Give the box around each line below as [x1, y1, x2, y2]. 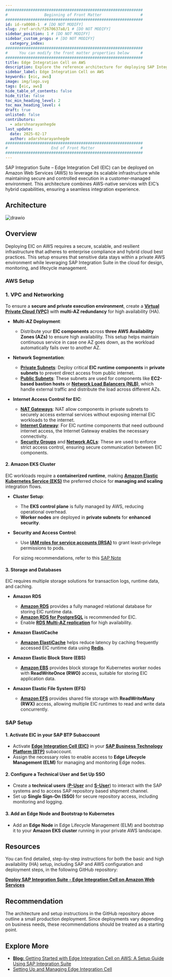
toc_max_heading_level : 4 [5, 103, 60, 108]
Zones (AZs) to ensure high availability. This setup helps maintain [20, 333, 159, 339]
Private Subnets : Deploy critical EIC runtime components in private [20, 364, 165, 370]
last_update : [5, 126, 33, 132]
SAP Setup [5, 719, 33, 726]
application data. [20, 675, 56, 682]
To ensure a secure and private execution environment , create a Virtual [5, 303, 160, 309]
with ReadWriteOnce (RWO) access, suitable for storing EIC [20, 670, 147, 676]
